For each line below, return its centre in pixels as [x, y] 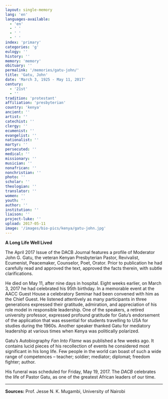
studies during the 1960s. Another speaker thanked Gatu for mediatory [78, 325]
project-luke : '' [23, 219]
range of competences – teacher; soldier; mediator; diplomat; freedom [77, 356]
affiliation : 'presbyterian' [35, 103]
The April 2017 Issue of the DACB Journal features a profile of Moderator [80, 252]
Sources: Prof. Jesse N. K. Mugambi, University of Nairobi [65, 391]
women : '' [15, 195]
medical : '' [17, 154]
